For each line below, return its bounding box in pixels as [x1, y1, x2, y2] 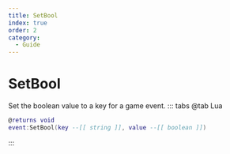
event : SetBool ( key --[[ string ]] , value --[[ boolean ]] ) [8, 123, 207, 131]
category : [8, 33, 41, 42]
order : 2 [8, 26, 37, 34]
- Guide [15, 41, 41, 49]
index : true [8, 19, 47, 27]
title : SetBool [8, 11, 58, 20]
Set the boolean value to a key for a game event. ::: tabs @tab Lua [8, 101, 223, 111]
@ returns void [8, 116, 55, 125]
